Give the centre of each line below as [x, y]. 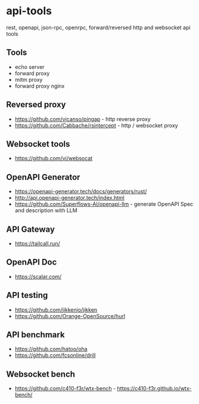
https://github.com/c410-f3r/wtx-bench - [65, 389]
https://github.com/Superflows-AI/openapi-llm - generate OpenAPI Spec [104, 204]
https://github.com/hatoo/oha [51, 349]
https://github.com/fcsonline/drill [55, 355]
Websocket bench [41, 374]
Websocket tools [38, 144]
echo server [29, 67]
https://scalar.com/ [38, 276]
